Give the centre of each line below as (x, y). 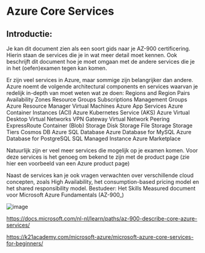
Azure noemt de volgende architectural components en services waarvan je (102, 86)
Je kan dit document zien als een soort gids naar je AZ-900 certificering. (98, 48)
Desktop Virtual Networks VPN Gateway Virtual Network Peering (88, 119)
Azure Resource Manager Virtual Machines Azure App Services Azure (95, 106)
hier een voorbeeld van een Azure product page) (68, 163)
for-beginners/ (25, 244)
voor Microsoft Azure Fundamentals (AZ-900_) (65, 195)
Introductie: (29, 34)
